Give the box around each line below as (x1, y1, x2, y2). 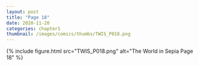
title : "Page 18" (6, 14, 50, 20)
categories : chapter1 (6, 25, 61, 32)
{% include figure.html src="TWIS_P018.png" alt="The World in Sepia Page (6, 47, 194, 55)
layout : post (6, 8, 39, 15)
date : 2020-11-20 (6, 20, 50, 26)
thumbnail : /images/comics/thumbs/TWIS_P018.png (6, 31, 131, 37)
